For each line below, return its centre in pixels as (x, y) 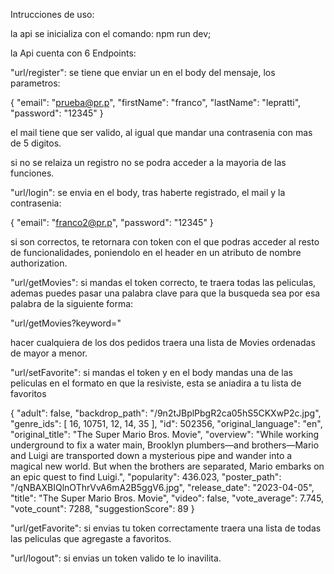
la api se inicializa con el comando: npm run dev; (111, 33)
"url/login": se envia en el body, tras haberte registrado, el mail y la (148, 192)
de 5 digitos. (36, 143)
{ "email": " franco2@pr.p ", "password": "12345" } (112, 222)
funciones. (32, 173)
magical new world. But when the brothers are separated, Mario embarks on (167, 466)
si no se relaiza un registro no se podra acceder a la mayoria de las (148, 162)
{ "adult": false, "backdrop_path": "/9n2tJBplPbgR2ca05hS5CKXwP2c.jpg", (166, 413)
